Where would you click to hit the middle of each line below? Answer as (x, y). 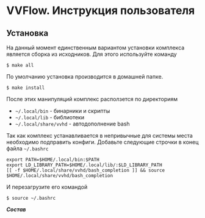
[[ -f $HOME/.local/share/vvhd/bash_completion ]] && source (86, 171)
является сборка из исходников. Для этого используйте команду (92, 54)
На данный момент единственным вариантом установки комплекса (95, 47)
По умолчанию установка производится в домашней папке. (85, 76)
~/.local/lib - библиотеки (49, 117)
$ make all (20, 65)
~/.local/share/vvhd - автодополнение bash (72, 124)
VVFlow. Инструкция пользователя (101, 11)
